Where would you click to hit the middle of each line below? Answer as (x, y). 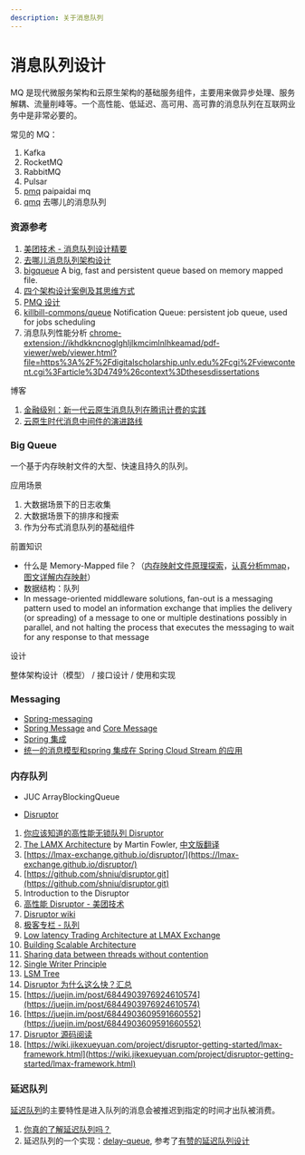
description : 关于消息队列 (57, 18)
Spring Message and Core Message (90, 728)
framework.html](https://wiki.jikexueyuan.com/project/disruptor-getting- (158, 1053)
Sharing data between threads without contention (116, 954)
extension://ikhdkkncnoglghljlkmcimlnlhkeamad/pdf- (121, 343)
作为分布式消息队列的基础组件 (79, 528)
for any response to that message (86, 637)
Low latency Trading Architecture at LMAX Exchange (122, 935)
